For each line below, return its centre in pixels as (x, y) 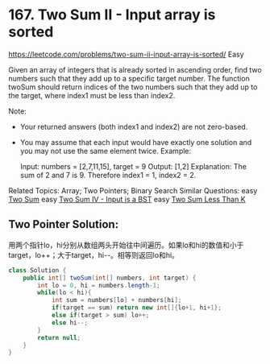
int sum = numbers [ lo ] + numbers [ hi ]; (116, 300)
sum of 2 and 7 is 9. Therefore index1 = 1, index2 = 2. (108, 175)
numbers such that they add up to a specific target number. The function (129, 78)
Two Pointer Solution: (64, 224)
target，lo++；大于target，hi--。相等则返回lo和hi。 (94, 254)
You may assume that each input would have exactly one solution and (136, 142)
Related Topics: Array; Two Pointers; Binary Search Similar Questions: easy (133, 190)
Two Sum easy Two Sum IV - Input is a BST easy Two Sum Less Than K (127, 199)
